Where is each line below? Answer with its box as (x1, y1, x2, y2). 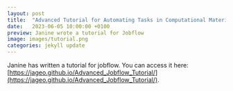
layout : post (7, 10, 45, 17)
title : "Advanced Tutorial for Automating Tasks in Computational (7, 17, 207, 23)
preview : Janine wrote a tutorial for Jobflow (7, 29, 144, 37)
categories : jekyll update (7, 42, 85, 49)
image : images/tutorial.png (7, 36, 89, 43)
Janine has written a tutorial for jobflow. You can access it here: (7, 61, 189, 69)
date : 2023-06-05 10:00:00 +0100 (7, 23, 110, 30)
